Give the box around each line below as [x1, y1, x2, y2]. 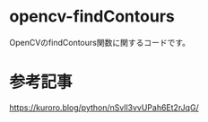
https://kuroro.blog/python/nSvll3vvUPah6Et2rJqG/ [9, 101, 199, 113]
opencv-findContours [9, 6, 175, 27]
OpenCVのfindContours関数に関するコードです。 [9, 37, 191, 48]
